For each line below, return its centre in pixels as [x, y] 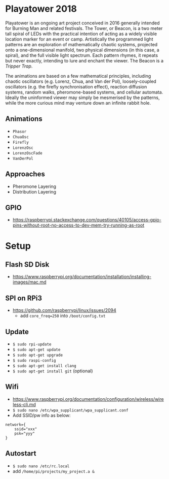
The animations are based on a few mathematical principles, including [78, 76]
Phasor [19, 132]
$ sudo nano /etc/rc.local [41, 466]
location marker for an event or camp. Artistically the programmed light [79, 39]
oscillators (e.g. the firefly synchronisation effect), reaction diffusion [76, 86]
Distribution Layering [34, 191]
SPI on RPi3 [24, 298]
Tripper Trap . [19, 66]
